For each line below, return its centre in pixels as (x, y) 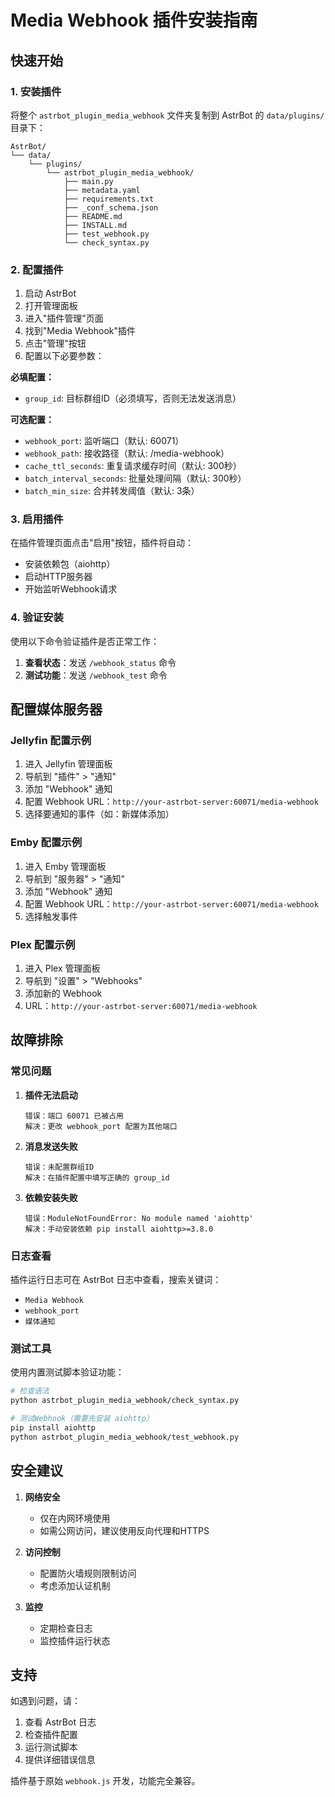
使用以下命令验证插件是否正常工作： (85, 641)
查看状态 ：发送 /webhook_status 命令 (100, 662)
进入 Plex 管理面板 (62, 968)
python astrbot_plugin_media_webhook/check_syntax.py (125, 1401)
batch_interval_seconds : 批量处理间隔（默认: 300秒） (135, 478)
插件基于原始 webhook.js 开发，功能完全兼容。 (105, 1781)
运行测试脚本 (51, 1747)
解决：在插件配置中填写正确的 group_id (97, 1177)
